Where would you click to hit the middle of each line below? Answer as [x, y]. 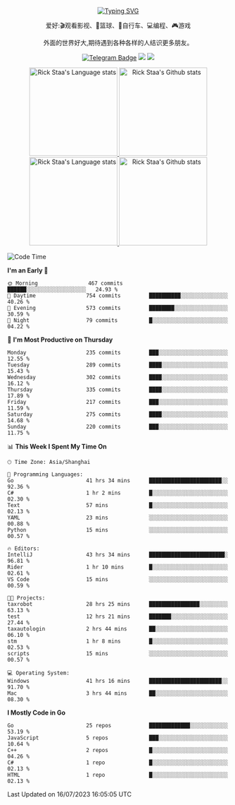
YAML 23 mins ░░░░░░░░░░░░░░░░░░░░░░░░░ [118, 518]
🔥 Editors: [24, 549]
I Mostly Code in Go [36, 712]
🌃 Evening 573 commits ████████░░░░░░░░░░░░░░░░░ [118, 308]
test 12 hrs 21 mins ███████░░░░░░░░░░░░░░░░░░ [118, 616]
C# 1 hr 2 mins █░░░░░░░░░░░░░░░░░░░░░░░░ [118, 493]
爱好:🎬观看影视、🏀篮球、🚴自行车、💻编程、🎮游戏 [118, 25]
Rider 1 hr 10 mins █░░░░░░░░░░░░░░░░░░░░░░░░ [118, 567]
